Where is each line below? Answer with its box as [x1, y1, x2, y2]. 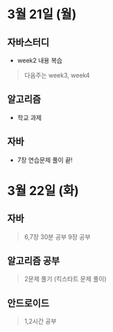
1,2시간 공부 [24, 317, 57, 326]
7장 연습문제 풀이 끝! [17, 155, 73, 164]
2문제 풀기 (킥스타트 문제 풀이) [24, 275, 107, 283]
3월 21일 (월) [7, 6, 77, 22]
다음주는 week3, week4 [24, 71, 90, 79]
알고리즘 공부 [7, 255, 60, 267]
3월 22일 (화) [7, 182, 79, 199]
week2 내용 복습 [17, 57, 62, 64]
